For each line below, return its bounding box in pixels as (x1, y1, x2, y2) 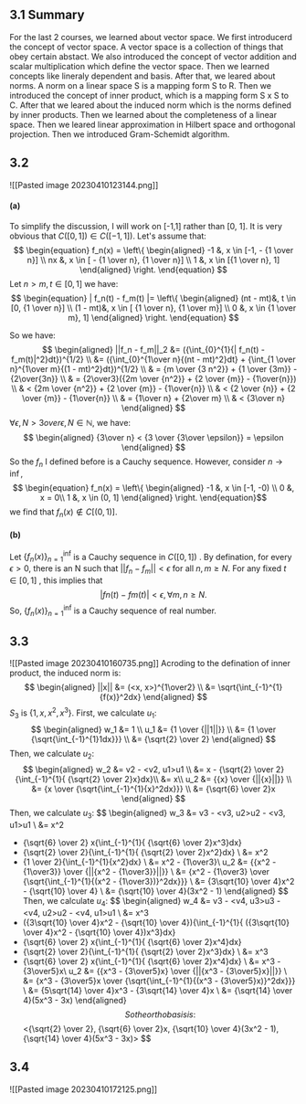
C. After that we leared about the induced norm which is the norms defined (9, 100, 292, 111)
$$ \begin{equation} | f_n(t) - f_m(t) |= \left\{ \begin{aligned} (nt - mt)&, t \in (10, 292, 297, 303)
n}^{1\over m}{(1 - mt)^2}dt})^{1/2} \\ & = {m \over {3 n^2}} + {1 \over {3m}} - (9, 363, 298, 374)
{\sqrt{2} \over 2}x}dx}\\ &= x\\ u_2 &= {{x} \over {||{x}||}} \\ (67, 774, 292, 785)
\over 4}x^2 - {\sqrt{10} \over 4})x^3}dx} (22, 927, 176, 938)
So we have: (9, 329, 57, 341)
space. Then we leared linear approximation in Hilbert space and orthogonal (9, 119, 296, 130)
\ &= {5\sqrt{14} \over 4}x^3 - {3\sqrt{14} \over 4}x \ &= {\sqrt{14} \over (22, 984, 293, 995)
